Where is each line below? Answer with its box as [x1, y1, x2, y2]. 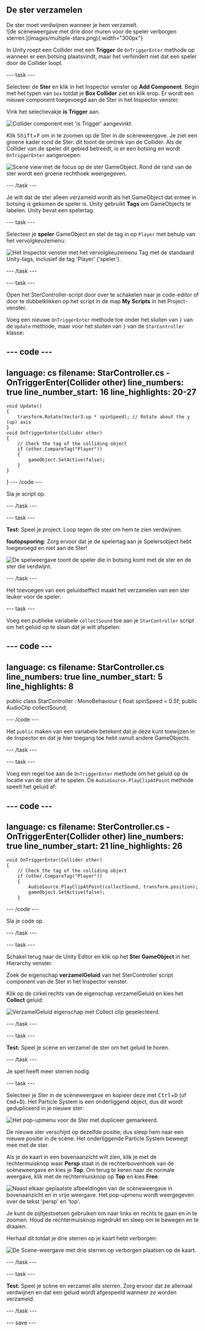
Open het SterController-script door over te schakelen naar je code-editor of [6, 291, 199, 298]
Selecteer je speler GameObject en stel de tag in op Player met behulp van [6, 230, 196, 238]
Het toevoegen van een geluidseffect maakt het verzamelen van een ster [6, 586, 190, 594]
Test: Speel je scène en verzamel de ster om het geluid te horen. [6, 1044, 170, 1052]
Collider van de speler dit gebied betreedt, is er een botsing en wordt [6, 144, 181, 152]
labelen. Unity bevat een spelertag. [6, 206, 95, 214]
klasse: [6, 328, 24, 336]
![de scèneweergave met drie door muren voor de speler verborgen [6, 28, 177, 35]
